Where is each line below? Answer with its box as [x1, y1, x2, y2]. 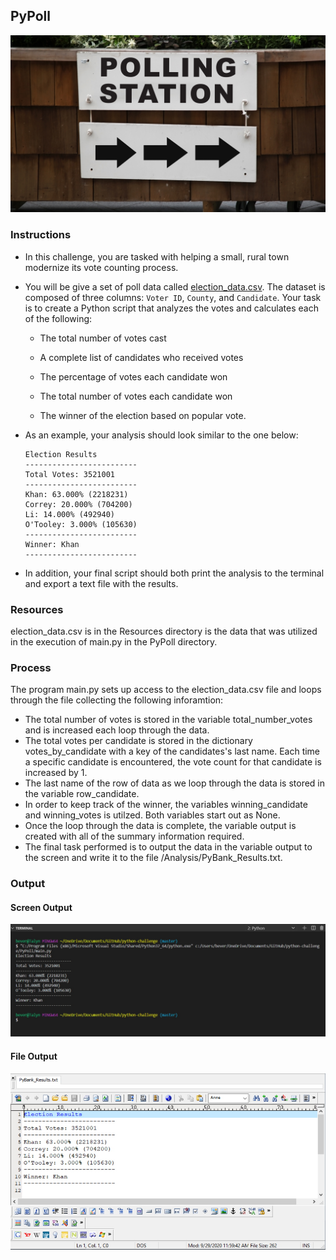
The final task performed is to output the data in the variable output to [24, 841, 313, 853]
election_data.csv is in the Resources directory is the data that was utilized [10, 625, 318, 637]
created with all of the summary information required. [24, 830, 245, 843]
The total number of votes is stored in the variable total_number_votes [24, 714, 313, 726]
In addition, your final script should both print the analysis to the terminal [24, 567, 325, 579]
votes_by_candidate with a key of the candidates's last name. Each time [24, 745, 321, 758]
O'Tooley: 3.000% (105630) [24, 519, 138, 529]
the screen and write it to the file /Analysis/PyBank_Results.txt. [24, 852, 283, 864]
